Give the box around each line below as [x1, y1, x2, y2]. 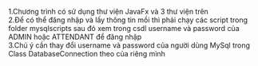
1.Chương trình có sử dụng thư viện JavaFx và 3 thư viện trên [8, 7, 209, 16]
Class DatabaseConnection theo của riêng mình [8, 49, 166, 58]
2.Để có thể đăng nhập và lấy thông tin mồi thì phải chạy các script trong [8, 15, 248, 25]
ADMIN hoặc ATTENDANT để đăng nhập [8, 32, 142, 41]
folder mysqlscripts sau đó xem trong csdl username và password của [8, 24, 240, 33]
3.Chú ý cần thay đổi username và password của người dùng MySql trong [8, 41, 250, 50]
